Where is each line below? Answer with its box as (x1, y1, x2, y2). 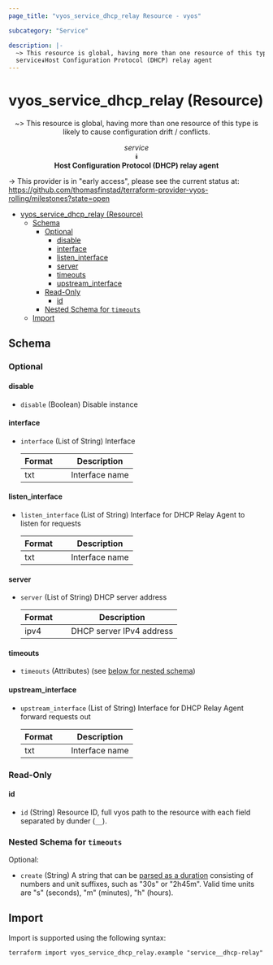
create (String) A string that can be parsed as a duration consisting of (19, 871, 253, 880)
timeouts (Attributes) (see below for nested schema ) (19, 666, 197, 676)
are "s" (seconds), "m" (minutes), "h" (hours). (19, 888, 174, 897)
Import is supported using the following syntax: (8, 932, 167, 942)
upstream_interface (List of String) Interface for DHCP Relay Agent (19, 703, 244, 713)
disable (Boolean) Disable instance (19, 400, 138, 409)
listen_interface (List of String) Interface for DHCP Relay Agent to (19, 509, 245, 519)
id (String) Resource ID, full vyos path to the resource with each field (19, 807, 251, 817)
